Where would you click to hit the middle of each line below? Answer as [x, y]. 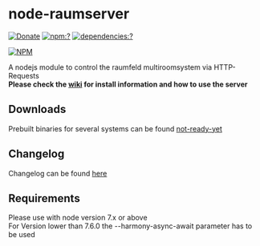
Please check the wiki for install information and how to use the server [128, 84]
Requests [24, 75]
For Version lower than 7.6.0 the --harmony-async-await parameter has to [130, 226]
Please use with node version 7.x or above [78, 218]
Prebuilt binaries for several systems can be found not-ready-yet [116, 128]
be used [22, 235]
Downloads [37, 109]
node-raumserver [69, 14]
